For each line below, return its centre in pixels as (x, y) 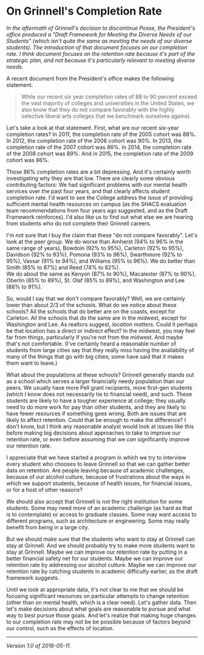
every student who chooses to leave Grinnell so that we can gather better (98, 464)
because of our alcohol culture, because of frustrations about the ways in (98, 477)
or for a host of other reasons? (45, 489)
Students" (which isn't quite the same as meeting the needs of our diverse (99, 41)
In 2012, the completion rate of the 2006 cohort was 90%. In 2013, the (94, 140)
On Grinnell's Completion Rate (84, 11)
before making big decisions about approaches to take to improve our (93, 433)
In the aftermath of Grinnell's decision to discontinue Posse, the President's (101, 28)
